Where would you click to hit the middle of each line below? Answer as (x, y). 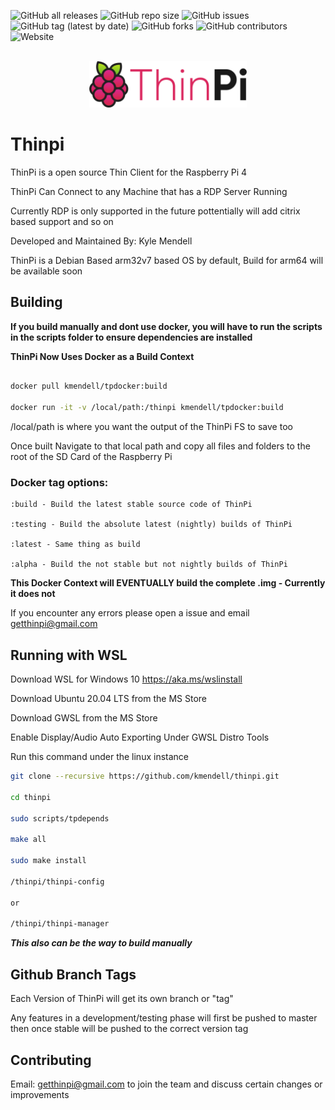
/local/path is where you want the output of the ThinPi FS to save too (151, 427)
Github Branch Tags (73, 974)
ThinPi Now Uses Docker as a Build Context (102, 356)
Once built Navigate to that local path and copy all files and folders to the (160, 446)
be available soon (46, 271)
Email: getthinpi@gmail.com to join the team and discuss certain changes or (166, 1084)
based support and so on (62, 221)
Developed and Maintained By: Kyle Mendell (101, 241)
